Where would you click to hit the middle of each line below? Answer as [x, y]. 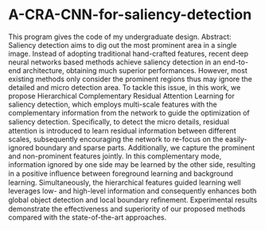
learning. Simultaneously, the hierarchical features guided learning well [125, 182]
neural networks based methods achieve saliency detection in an [115, 62]
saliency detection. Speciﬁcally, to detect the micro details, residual [119, 122]
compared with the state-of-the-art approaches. [88, 217]
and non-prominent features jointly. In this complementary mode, [115, 156]
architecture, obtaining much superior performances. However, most [135, 70]
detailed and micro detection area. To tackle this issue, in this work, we [125, 87]
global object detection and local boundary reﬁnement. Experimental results [132, 200]
